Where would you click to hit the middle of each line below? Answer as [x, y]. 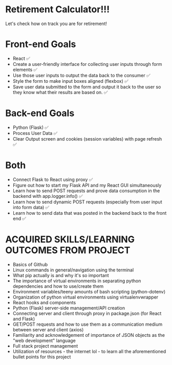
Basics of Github [30, 264]
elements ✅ [25, 70]
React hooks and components [44, 302]
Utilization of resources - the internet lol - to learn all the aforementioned [89, 351]
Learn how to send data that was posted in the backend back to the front [90, 213]
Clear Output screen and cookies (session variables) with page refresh [87, 139]
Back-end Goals [40, 113]
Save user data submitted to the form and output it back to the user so [87, 87]
